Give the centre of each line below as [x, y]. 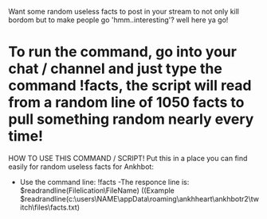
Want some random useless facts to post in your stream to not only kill [124, 12]
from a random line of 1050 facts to [126, 103]
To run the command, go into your [123, 52]
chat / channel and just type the [116, 69]
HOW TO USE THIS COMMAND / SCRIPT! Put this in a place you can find [128, 158]
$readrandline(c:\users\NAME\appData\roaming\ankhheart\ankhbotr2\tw [139, 198]
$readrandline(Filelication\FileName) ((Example [97, 190]
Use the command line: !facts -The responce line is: [104, 182]
